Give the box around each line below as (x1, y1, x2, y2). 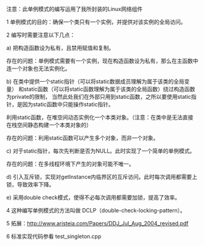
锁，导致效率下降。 (6, 181, 55, 188)
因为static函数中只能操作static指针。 (22, 101, 114, 108)
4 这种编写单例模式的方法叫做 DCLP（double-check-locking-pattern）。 (6, 207, 186, 214)
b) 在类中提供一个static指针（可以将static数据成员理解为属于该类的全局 (6, 78, 185, 85)
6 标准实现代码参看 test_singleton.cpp (6, 233, 102, 240)
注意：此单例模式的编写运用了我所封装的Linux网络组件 (6, 5, 143, 12)
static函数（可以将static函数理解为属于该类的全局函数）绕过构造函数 (23, 85, 195, 93)
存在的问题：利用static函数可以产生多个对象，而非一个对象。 (6, 134, 159, 142)
